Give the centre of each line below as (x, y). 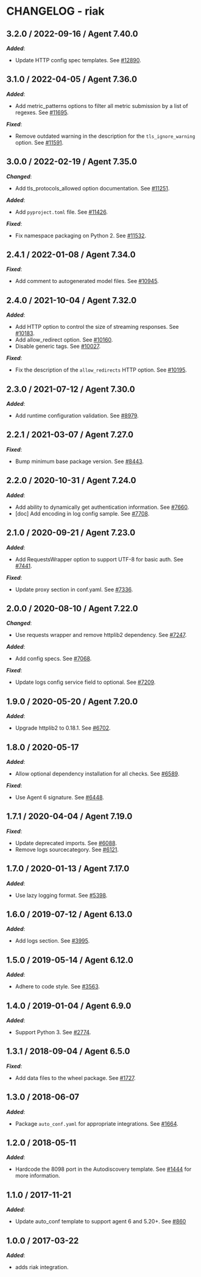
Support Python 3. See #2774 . (53, 1032)
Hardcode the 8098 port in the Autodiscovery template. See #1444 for (103, 1169)
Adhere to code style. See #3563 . (58, 987)
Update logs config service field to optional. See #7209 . (85, 682)
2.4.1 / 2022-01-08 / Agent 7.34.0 (71, 255)
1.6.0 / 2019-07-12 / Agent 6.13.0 (69, 914)
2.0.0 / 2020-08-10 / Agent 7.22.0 (72, 608)
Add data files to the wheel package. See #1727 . (75, 1077)
